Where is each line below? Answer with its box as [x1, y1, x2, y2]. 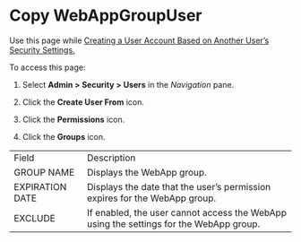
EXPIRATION [13, 180, 67, 193]
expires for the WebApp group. [86, 192, 217, 204]
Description [86, 151, 136, 164]
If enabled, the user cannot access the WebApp [86, 206, 287, 219]
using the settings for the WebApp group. [86, 217, 261, 229]
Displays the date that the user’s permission [86, 180, 271, 193]
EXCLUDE [13, 212, 56, 224]
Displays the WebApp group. [86, 166, 208, 178]
